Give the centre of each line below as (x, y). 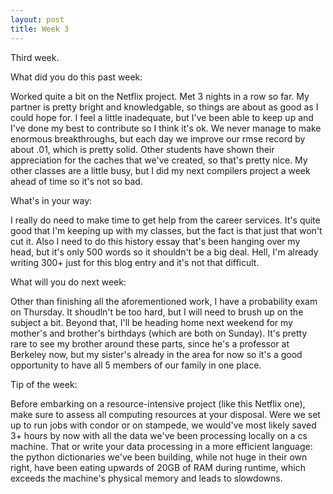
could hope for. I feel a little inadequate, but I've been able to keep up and (162, 117)
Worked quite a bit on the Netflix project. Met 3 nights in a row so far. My (160, 96)
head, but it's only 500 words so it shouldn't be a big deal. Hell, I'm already (164, 252)
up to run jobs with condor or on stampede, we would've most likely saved (163, 425)
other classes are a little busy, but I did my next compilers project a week (160, 170)
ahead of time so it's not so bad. (76, 181)
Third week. (35, 57)
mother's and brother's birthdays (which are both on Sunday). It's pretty (159, 333)
